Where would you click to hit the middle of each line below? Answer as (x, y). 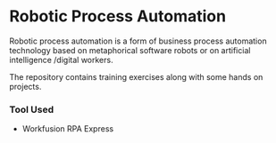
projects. (25, 86)
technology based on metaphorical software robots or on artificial (130, 50)
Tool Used (32, 109)
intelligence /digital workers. (61, 60)
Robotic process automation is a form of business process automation (138, 41)
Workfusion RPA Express (68, 129)
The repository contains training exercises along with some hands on (136, 76)
